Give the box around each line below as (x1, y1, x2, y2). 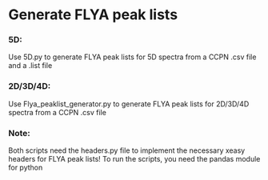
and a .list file (8, 61, 53, 70)
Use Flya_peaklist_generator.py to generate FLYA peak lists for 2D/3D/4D (8, 98, 250, 109)
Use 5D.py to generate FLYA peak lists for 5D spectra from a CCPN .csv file (8, 52, 257, 62)
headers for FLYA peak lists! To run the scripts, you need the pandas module (8, 154, 261, 164)
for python (8, 162, 43, 173)
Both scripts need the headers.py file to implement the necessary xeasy (8, 146, 246, 155)
